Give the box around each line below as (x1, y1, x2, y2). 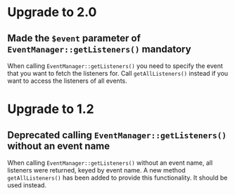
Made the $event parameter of (7, 32, 141, 44)
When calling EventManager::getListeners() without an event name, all (7, 159, 213, 167)
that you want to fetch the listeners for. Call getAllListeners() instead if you (7, 69, 229, 77)
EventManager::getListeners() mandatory (7, 43, 191, 55)
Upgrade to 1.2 (7, 101, 94, 117)
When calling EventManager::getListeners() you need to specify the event (7, 62, 223, 70)
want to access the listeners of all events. (7, 76, 128, 85)
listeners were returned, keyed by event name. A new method (7, 166, 186, 174)
